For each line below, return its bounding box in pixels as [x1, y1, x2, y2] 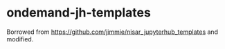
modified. [6, 35, 34, 43]
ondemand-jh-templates [6, 5, 152, 21]
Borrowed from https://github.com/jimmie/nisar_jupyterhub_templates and [6, 28, 219, 36]
